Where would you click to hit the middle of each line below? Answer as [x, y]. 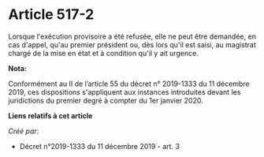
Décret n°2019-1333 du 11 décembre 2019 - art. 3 [99, 146]
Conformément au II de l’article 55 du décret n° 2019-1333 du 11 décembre [129, 84]
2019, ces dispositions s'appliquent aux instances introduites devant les [125, 92]
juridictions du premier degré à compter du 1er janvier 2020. [106, 100]
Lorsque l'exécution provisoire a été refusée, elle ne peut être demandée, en [132, 36]
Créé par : [24, 131]
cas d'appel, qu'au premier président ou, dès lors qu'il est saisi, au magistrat [132, 44]
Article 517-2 [51, 15]
